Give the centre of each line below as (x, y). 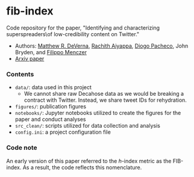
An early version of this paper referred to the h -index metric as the (89, 161)
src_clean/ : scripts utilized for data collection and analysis (88, 126)
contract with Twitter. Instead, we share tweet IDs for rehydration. (105, 100)
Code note (22, 147)
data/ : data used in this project (53, 87)
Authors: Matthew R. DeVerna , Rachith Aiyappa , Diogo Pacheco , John (102, 46)
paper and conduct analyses (50, 119)
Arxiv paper (30, 58)
